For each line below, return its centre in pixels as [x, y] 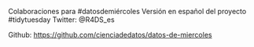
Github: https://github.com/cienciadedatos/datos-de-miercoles [110, 35]
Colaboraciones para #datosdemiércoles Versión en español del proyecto [127, 11]
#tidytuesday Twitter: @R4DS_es [62, 20]
